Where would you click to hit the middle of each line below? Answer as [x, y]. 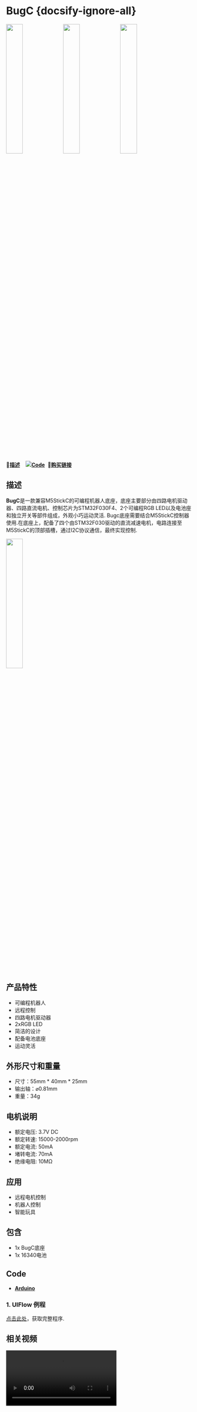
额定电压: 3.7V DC [36, 1132]
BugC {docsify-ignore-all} [71, 11]
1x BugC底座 [30, 1247]
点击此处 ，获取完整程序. [35, 1318]
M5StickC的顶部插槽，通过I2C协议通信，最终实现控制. [72, 530]
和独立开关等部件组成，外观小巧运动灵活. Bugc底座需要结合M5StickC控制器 [98, 515]
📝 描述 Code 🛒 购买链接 [39, 465]
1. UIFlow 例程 [26, 1305]
